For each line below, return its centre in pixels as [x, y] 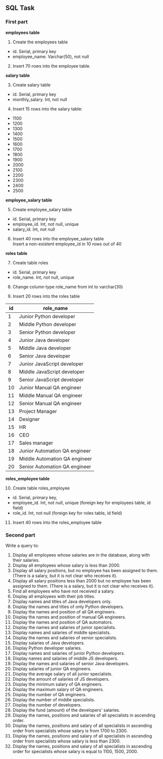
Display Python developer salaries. [47, 648]
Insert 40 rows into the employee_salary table [58, 238]
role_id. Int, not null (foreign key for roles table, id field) [67, 513]
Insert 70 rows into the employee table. [52, 66]
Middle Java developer [45, 348]
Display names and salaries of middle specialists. [62, 632]
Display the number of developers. [47, 705]
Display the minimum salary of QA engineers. [57, 684]
